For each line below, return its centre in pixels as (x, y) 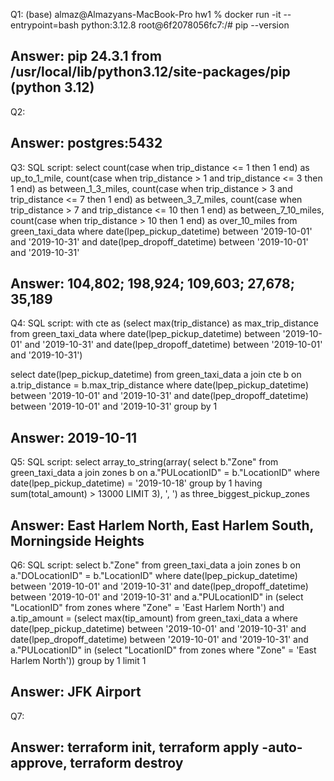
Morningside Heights (77, 540)
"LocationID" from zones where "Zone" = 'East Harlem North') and (147, 608)
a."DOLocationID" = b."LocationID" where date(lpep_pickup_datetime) (154, 576)
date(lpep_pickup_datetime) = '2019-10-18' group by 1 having (136, 483)
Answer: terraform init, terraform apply (135, 747)
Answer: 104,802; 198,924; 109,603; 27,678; (152, 284)
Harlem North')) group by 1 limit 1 (78, 661)
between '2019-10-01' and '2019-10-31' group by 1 (114, 406)
